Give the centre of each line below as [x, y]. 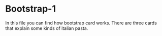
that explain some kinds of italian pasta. [47, 28]
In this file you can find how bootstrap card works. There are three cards [81, 23]
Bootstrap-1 [30, 9]
